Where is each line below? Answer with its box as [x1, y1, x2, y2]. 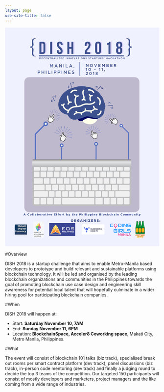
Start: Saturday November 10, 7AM [12, 320, 84, 326]
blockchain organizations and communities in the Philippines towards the [5, 276, 152, 282]
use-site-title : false [5, 13, 51, 18]
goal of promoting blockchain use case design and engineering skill [5, 282, 141, 287]
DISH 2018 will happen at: [5, 311, 57, 317]
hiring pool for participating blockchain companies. [5, 292, 108, 298]
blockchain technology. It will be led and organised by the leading [5, 271, 138, 277]
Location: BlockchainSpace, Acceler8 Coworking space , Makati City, [12, 331, 154, 337]
